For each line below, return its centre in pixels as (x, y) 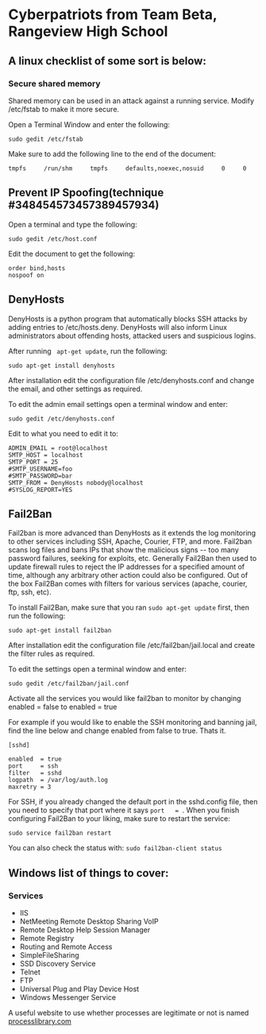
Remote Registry (47, 938)
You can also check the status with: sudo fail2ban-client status (115, 848)
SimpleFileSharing (49, 955)
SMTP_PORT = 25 (33, 462)
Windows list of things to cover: (89, 873)
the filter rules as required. (52, 654)
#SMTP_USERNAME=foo (40, 469)
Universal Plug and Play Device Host (79, 989)
